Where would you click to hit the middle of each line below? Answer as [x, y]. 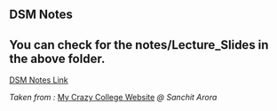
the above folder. [57, 58]
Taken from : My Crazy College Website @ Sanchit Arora [113, 98]
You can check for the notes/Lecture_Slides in [139, 45]
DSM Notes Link [39, 80]
